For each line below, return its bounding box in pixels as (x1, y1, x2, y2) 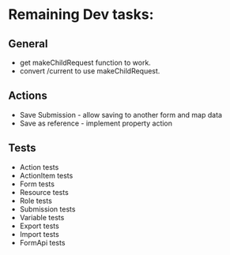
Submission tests (19, 204, 76, 214)
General (8, 37, 49, 51)
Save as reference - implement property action (19, 118, 172, 128)
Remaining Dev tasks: (8, 6, 154, 24)
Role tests (19, 196, 53, 205)
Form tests (19, 179, 55, 189)
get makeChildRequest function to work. (19, 58, 152, 67)
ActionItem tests (19, 171, 74, 180)
